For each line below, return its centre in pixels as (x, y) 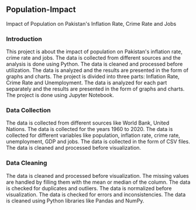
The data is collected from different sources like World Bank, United (88, 123)
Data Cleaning (27, 163)
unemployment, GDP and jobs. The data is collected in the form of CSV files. (98, 142)
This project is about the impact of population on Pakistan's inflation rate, (94, 51)
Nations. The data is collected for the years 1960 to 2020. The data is (90, 129)
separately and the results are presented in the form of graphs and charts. (95, 89)
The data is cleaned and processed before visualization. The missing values (97, 175)
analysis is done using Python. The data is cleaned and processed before (94, 64)
